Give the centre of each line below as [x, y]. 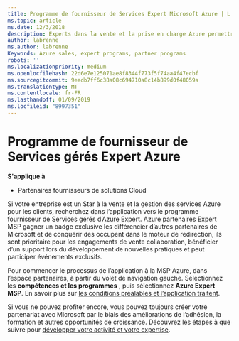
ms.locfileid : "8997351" [44, 107]
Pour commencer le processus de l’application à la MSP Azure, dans [107, 270]
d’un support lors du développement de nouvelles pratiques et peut [106, 249]
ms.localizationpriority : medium [57, 67]
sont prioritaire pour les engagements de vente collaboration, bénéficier [113, 242]
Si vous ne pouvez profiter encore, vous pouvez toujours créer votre [107, 307]
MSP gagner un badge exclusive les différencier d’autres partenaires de [112, 226]
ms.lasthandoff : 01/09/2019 [49, 100]
